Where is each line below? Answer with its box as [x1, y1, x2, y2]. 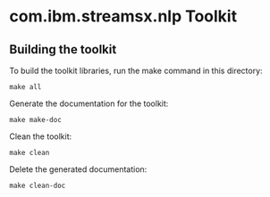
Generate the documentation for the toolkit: [9, 98, 169, 109]
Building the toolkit [9, 42, 117, 57]
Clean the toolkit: [9, 131, 72, 142]
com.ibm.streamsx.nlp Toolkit [9, 6, 238, 27]
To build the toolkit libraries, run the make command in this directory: [9, 65, 263, 76]
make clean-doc [9, 181, 66, 190]
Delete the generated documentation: [9, 164, 148, 175]
